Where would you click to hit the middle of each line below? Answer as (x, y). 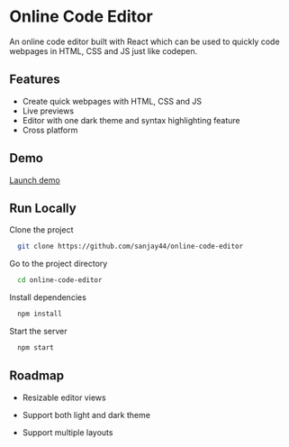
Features (35, 80)
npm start (36, 348)
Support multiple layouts (68, 432)
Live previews (48, 111)
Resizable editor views (64, 397)
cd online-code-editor (60, 280)
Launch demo (35, 180)
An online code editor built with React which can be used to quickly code (145, 41)
